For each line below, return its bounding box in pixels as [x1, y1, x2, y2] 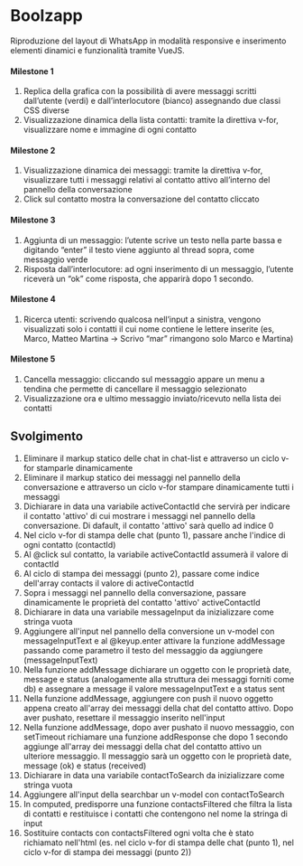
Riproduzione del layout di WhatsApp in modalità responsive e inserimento [10, 35, 287, 46]
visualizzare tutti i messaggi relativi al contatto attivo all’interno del [23, 174, 271, 185]
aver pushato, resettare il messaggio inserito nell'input [23, 711, 225, 723]
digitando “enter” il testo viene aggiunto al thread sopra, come [23, 244, 255, 255]
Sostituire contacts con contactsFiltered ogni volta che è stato [23, 827, 254, 838]
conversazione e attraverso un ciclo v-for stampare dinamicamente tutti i [23, 481, 294, 493]
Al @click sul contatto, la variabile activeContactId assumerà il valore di [23, 549, 289, 560]
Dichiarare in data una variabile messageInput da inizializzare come [23, 607, 274, 617]
